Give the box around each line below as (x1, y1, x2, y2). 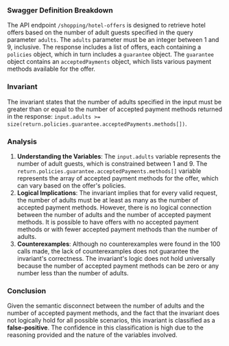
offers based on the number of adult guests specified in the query (7, 28, 193, 36)
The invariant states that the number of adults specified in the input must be (7, 97, 221, 106)
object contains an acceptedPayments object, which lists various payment (7, 58, 212, 66)
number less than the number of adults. (16, 268, 129, 277)
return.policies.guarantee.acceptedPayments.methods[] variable (16, 167, 202, 175)
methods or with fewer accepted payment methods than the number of (16, 225, 218, 233)
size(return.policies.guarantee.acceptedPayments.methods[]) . (7, 119, 187, 128)
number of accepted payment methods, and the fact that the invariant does (7, 309, 220, 317)
